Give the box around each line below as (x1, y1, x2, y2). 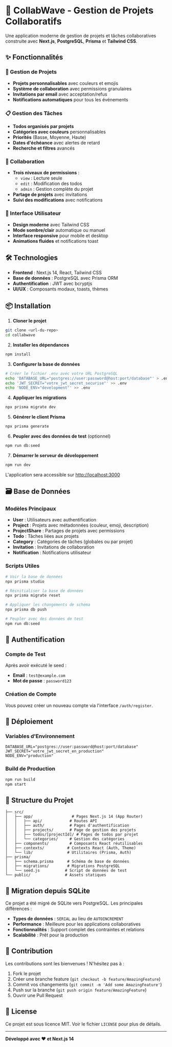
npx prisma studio (5, 579, 45, 584)
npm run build (5, 777, 36, 782)
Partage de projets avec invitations (12, 191, 88, 197)
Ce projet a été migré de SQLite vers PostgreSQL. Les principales (5, 900, 143, 907)
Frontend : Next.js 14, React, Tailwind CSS (12, 269, 102, 276)
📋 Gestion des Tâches (5, 110, 62, 117)
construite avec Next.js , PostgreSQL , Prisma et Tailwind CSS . (5, 38, 138, 44)
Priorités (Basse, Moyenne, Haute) (12, 134, 87, 140)
